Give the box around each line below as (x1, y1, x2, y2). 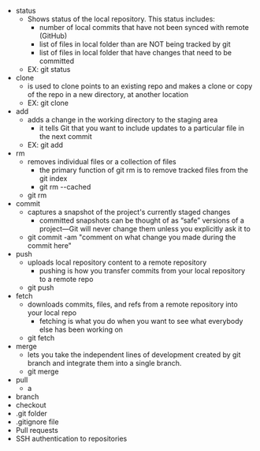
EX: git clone (27, 98, 69, 107)
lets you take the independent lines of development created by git (27, 350, 241, 359)
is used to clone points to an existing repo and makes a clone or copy (27, 81, 253, 91)
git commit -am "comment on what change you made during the (27, 232, 236, 242)
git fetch (27, 333, 55, 342)
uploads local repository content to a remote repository (27, 257, 207, 267)
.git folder (15, 409, 47, 418)
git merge (27, 366, 59, 376)
